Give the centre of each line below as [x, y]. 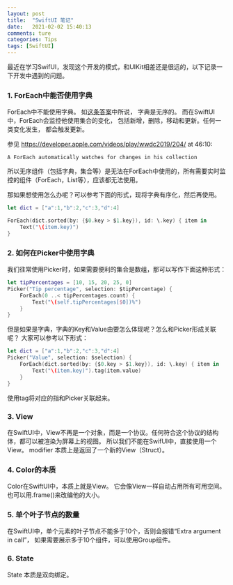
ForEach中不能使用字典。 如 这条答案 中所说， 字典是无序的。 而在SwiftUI [111, 112]
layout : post [26, 14]
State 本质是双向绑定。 [40, 575]
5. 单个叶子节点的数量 [43, 515]
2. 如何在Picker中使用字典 [51, 253]
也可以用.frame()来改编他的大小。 [55, 495]
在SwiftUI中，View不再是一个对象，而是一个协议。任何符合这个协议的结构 [113, 432]
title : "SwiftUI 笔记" [41, 20]
